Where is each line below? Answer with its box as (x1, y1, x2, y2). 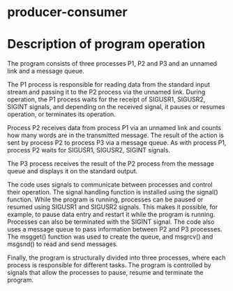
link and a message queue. (7, 67, 85, 76)
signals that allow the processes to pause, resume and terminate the (7, 269, 204, 277)
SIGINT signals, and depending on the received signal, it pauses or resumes (7, 103, 225, 111)
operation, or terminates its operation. (7, 110, 116, 119)
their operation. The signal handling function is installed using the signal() (7, 188, 218, 197)
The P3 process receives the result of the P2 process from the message (7, 159, 214, 168)
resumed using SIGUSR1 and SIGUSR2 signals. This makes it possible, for (7, 203, 218, 211)
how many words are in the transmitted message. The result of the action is (7, 131, 225, 140)
